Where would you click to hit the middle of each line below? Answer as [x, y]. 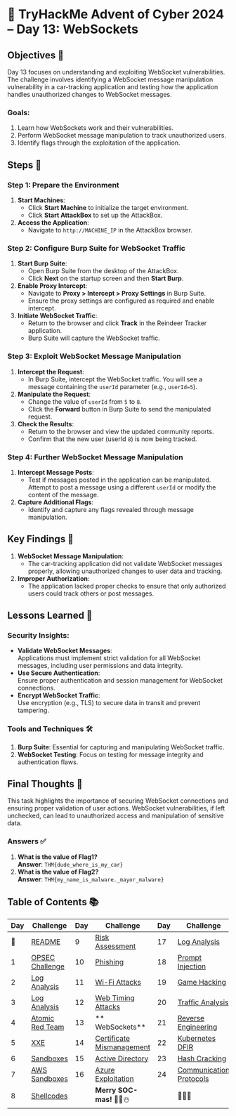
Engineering [197, 1027]
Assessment [116, 946]
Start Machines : [41, 200]
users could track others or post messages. [91, 593]
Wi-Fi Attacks [118, 982]
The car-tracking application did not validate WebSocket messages [125, 563]
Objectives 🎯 [36, 55]
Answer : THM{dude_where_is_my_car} [70, 864]
